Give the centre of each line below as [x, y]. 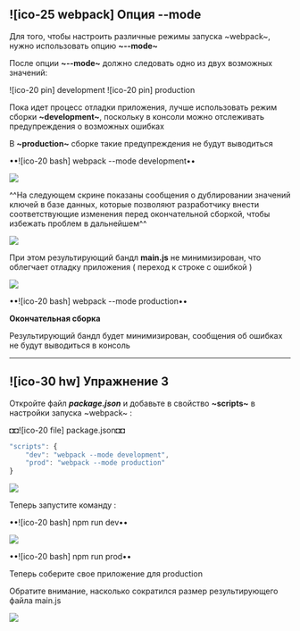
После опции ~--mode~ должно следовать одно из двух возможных [141, 63]
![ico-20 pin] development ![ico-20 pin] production [102, 89]
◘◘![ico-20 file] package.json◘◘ [67, 430]
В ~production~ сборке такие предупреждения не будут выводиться [142, 143]
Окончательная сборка [55, 318]
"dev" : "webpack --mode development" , [97, 455]
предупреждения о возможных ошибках [87, 126]
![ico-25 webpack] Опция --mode [105, 15]
